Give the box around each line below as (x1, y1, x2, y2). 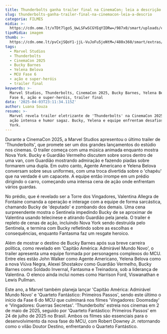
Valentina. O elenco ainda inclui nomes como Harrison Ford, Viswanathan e (5, 271, 159, 277)
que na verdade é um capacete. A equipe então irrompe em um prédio (5, 173, 149, 179)
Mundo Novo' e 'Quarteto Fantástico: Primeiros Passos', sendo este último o (5, 291, 162, 298)
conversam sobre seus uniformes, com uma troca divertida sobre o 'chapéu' (5, 168, 162, 174)
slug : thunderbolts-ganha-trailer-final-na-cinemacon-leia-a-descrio (5, 12, 153, 17)
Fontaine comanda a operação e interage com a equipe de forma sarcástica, (5, 199, 162, 204)
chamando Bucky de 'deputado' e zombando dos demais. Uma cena (5, 204, 146, 210)
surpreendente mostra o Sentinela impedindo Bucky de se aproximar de (5, 209, 153, 215)
